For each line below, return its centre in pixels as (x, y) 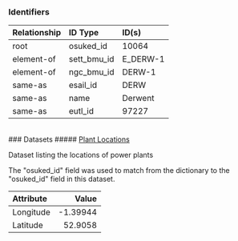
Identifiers (29, 12)
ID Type (84, 33)
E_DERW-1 (143, 59)
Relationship (37, 33)
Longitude (31, 212)
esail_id (83, 85)
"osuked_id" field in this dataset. (62, 179)
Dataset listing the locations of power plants (81, 155)
